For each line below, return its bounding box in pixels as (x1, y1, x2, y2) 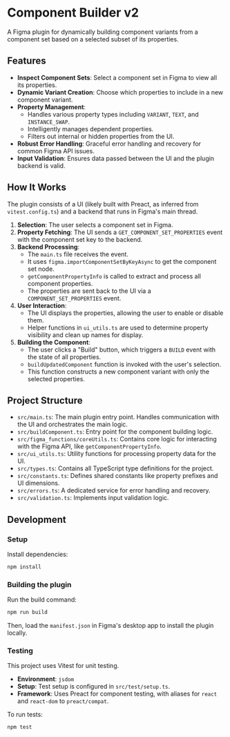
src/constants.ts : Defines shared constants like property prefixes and (17, 472, 218, 480)
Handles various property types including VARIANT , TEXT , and (27, 110, 199, 118)
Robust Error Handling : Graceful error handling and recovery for (17, 140, 202, 148)
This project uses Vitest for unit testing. (7, 662, 119, 670)
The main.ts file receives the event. (27, 250, 129, 258)
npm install (7, 564, 41, 571)
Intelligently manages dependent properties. (27, 124, 154, 133)
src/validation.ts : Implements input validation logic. (17, 494, 169, 502)
